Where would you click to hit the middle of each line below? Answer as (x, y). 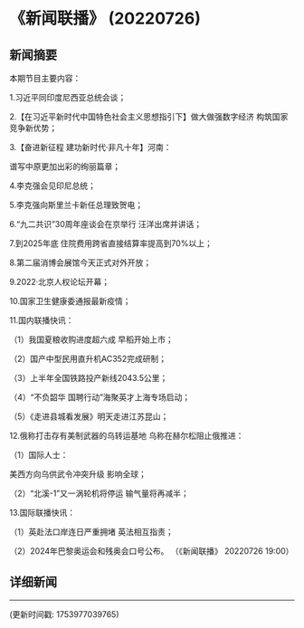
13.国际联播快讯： (43, 513)
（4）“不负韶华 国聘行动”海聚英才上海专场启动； (100, 397)
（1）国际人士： (39, 455)
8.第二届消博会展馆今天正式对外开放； (81, 262)
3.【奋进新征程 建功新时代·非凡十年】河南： (90, 147)
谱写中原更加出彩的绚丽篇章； (65, 167)
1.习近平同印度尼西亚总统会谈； (68, 97)
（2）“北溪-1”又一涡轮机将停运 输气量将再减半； (99, 493)
